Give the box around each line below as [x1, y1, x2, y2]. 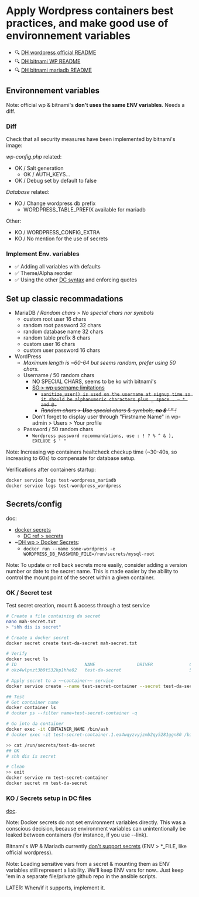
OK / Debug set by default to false [14, 177, 97, 184]
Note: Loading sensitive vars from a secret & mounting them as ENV [6, 861, 170, 868]
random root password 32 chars [23, 322, 101, 329]
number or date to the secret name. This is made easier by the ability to [6, 567, 179, 575]
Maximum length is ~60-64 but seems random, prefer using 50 [23, 360, 176, 367]
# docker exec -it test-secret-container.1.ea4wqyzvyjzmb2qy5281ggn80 [6, 731, 182, 738]
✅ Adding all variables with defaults [14, 263, 101, 270]
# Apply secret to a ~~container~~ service [6, 677, 114, 684]
